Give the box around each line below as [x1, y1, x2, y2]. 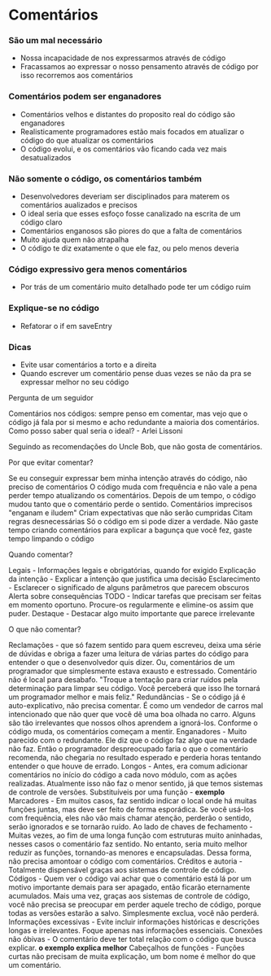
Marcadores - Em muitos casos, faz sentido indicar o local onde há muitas [8, 795, 257, 805]
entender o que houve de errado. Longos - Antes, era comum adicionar [8, 761, 248, 771]
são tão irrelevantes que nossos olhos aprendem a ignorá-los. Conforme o [8, 718, 258, 728]
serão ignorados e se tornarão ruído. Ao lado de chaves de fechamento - [8, 821, 253, 831]
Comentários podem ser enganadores [8, 91, 162, 103]
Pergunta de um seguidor [8, 392, 94, 402]
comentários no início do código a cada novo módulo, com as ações [8, 769, 238, 779]
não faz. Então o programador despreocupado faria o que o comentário [8, 743, 248, 754]
